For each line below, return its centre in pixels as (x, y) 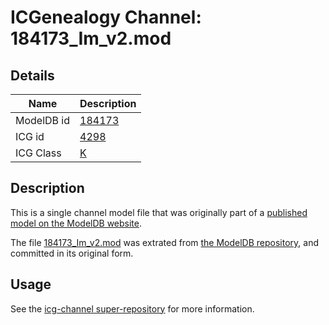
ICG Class (38, 153)
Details (32, 75)
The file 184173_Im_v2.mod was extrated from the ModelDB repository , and (165, 242)
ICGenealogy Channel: (106, 17)
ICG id (30, 136)
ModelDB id (43, 120)
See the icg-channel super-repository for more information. (132, 308)
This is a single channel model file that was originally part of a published (159, 212)
